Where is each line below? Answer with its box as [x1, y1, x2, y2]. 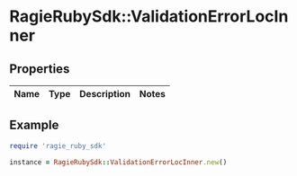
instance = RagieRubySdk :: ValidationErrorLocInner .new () [9, 157, 228, 167]
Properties [9, 61, 70, 76]
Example [9, 118, 59, 133]
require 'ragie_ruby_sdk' [9, 141, 106, 150]
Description [79, 88, 130, 100]
